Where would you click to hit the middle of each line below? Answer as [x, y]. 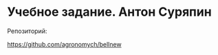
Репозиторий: [27, 31]
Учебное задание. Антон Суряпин [109, 12]
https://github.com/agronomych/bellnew [64, 44]
